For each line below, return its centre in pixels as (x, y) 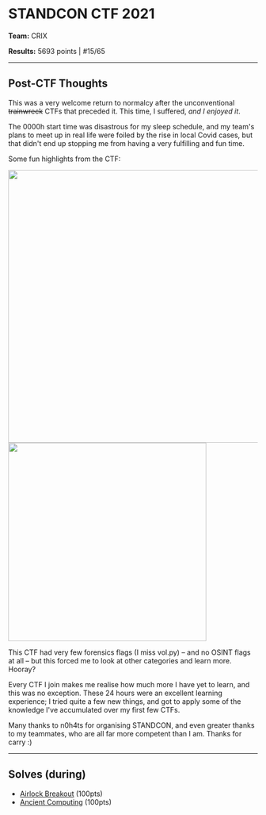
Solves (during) (47, 775)
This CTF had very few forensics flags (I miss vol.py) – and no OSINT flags (129, 652)
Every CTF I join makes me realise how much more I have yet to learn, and (129, 684)
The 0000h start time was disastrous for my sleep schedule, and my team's (131, 126)
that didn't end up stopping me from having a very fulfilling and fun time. (127, 143)
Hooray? (22, 669)
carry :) (20, 742)
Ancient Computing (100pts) (66, 802)
